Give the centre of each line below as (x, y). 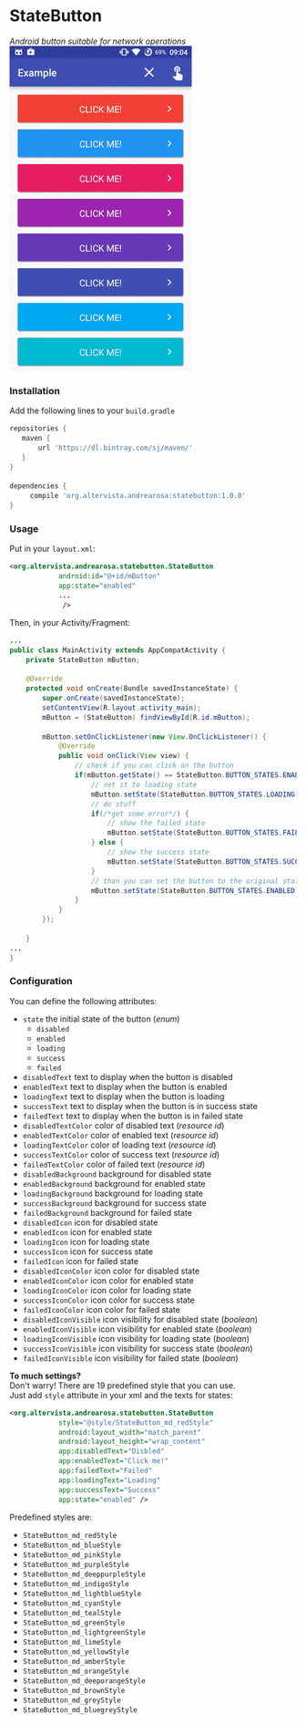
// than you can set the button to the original (185, 881)
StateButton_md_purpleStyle (76, 1564)
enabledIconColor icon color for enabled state (108, 1280)
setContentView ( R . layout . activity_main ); (122, 708)
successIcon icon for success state (87, 1251)
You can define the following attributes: (83, 1001)
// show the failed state (156, 823)
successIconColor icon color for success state (109, 1300)
